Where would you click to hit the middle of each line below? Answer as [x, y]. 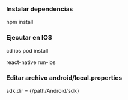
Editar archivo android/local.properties [64, 78]
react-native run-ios [31, 62]
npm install [20, 22]
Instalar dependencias [40, 9]
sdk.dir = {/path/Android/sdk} [43, 90]
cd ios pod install [27, 50]
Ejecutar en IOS [29, 38]
